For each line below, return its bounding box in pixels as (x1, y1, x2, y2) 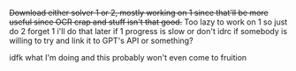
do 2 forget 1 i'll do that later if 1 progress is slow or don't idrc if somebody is (9, 26, 288, 36)
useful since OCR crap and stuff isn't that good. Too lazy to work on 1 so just (9, 17, 288, 27)
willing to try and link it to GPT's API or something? (9, 35, 194, 46)
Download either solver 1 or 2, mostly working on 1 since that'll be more (9, 8, 269, 18)
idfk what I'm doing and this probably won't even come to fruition (9, 53, 247, 62)
